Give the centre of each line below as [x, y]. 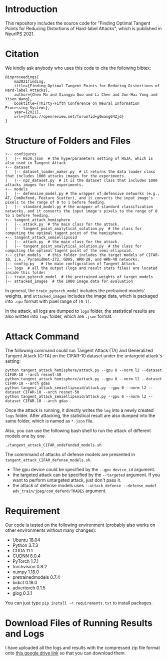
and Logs [25, 634]
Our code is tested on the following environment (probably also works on [80, 525]
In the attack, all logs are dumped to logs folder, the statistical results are [80, 311]
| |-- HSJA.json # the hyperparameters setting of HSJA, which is [79, 158]
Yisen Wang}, [19, 99]
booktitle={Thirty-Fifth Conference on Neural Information [77, 103]
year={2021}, [28, 112]
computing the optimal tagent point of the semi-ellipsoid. [69, 251]
